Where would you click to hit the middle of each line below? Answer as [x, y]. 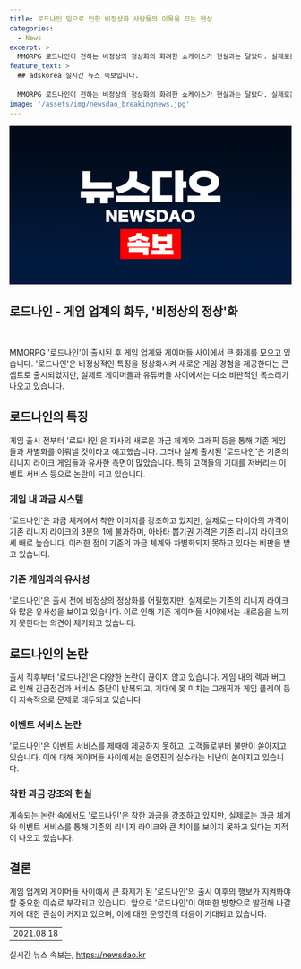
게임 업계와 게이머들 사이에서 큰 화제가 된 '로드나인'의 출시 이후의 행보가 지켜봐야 [150, 892]
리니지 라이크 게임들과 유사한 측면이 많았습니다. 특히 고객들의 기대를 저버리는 [143, 462]
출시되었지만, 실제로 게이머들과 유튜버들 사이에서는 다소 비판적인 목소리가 [161, 374]
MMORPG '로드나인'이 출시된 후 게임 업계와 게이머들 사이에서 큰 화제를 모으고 [146, 352]
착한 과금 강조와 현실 [51, 794]
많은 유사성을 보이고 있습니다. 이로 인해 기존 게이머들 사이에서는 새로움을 [145, 612]
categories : [31, 28]
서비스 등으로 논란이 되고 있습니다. [86, 474]
